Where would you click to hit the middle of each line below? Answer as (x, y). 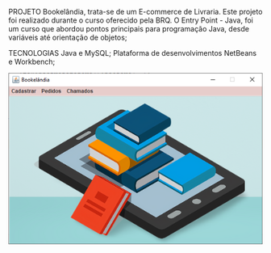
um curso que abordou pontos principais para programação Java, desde (129, 29)
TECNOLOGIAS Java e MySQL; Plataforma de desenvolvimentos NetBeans (132, 53)
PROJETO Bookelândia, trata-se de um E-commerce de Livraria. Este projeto (135, 12)
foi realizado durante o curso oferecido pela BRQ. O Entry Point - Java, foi (131, 20)
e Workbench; (32, 61)
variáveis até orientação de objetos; (68, 37)
